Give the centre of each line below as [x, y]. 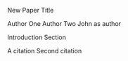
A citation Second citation [45, 51]
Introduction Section [37, 37]
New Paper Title [31, 10]
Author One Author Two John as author [64, 23]
